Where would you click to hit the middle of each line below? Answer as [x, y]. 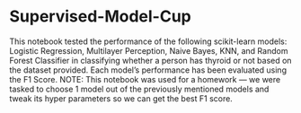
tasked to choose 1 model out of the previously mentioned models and [139, 89]
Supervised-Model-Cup [100, 17]
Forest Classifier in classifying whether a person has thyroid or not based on [150, 60]
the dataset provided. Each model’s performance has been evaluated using [148, 70]
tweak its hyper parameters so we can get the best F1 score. [121, 98]
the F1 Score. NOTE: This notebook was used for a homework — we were [145, 79]
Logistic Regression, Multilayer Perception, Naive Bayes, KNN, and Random [149, 50]
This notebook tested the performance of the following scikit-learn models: [148, 41]
